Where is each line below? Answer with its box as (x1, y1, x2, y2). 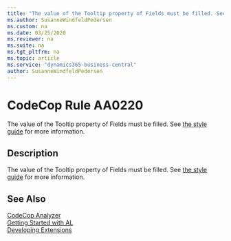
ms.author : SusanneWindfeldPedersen (7, 17, 112, 23)
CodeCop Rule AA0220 (7, 97, 144, 113)
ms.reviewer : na (7, 36, 54, 43)
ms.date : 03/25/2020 (7, 29, 67, 36)
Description (7, 147, 58, 159)
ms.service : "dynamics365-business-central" (7, 61, 137, 68)
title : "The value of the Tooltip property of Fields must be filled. (7, 10, 214, 17)
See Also (7, 193, 46, 205)
